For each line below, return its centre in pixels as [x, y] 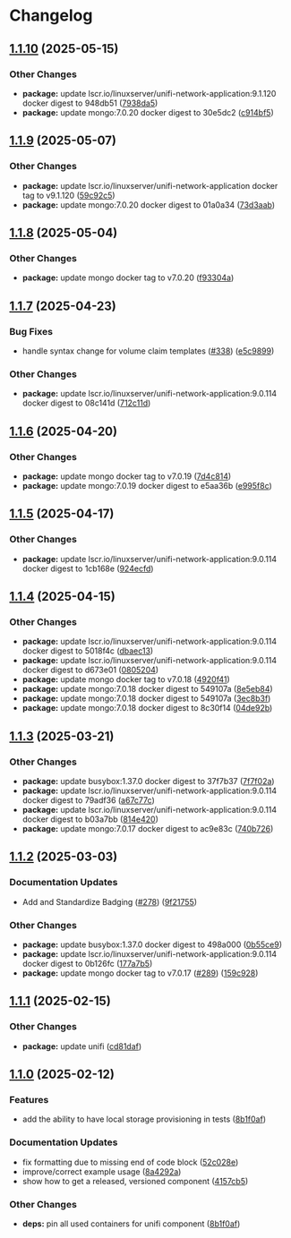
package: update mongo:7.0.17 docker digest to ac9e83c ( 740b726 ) [148, 828]
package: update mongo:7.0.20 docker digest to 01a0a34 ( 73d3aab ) [149, 205]
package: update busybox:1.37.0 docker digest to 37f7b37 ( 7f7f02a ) [148, 781]
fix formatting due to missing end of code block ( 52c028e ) [130, 1162]
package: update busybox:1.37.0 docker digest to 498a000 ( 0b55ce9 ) [152, 944]
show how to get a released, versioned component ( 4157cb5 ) [135, 1181]
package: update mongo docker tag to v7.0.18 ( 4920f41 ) [126, 679]
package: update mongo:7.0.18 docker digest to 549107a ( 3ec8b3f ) [146, 698]
